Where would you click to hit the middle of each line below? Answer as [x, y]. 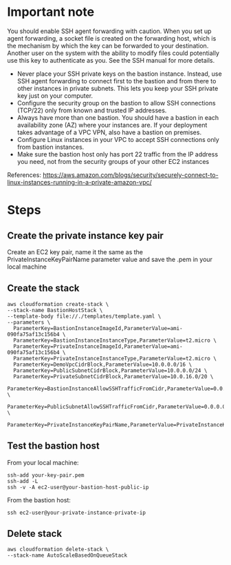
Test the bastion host [53, 446]
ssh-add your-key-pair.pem [46, 475]
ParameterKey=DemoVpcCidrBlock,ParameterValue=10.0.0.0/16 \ [103, 364]
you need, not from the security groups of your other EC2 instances [113, 161]
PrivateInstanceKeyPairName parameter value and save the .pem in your [110, 259]
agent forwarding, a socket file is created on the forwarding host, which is [112, 38]
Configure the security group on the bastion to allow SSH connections [116, 103]
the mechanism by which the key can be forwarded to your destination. [108, 45]
